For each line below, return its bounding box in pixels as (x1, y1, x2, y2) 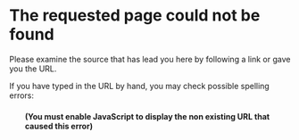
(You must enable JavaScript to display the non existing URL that (25, 111, 270, 121)
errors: (9, 90, 34, 101)
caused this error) (25, 120, 94, 131)
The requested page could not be (9, 5, 261, 26)
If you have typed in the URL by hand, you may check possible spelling (9, 80, 270, 91)
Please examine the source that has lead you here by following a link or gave (9, 54, 291, 64)
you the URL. (9, 63, 57, 74)
